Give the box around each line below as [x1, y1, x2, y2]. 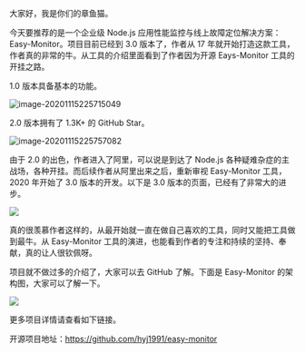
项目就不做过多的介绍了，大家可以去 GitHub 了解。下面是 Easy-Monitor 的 [9, 267, 286, 277]
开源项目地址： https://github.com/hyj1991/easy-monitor [9, 334, 218, 344]
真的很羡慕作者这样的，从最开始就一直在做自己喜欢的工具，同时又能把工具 [9, 225, 288, 235]
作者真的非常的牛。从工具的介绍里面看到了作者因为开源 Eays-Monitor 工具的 [9, 50, 295, 61]
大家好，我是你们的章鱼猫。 [9, 8, 113, 18]
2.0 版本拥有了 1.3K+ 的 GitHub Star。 [9, 117, 150, 128]
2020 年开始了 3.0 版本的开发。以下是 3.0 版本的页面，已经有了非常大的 [9, 177, 280, 188]
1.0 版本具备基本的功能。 [9, 81, 103, 91]
